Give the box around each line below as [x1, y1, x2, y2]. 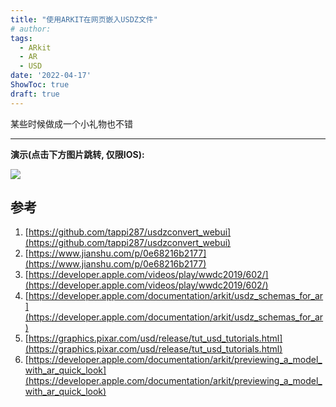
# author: [10, 24, 52, 34]
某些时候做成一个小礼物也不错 [10, 117, 133, 130]
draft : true [10, 89, 60, 99]
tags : [10, 33, 33, 43]
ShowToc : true [10, 80, 70, 90]
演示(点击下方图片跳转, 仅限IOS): [10, 148, 145, 160]
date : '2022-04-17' [10, 71, 92, 81]
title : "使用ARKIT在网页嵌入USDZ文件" [10, 14, 158, 25]
